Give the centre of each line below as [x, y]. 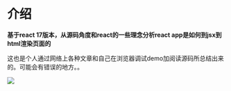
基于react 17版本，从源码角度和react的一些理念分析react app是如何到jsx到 [114, 35]
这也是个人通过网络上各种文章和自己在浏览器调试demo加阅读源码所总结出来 [115, 58]
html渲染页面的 [29, 43]
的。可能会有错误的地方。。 [45, 67]
